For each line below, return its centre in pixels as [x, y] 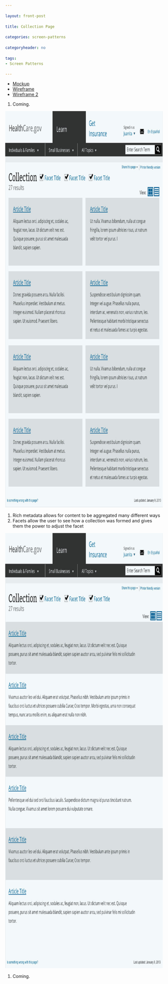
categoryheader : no [25, 48]
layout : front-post [25, 16]
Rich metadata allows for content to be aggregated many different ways [86, 515]
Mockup [21, 84]
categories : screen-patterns [35, 37]
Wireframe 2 [25, 94]
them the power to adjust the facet [48, 526]
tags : [11, 58]
